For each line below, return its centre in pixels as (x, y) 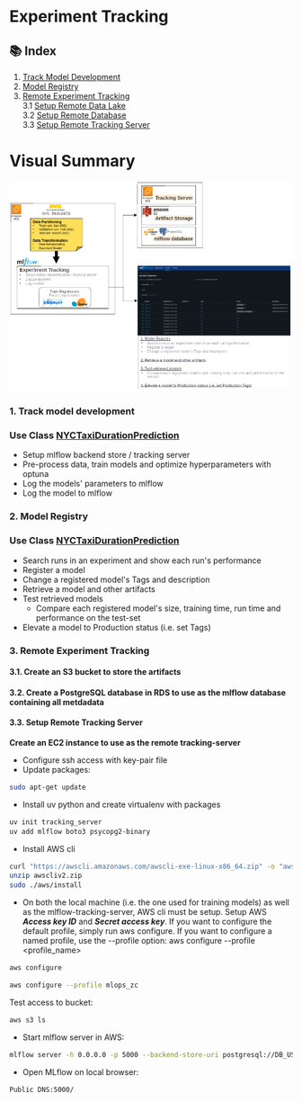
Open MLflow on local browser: (80, 1071)
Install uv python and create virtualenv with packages (121, 804)
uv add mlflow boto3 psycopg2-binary (80, 831)
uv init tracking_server (56, 822)
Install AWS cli (49, 848)
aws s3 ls (28, 1020)
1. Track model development (72, 411)
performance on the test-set (88, 617)
